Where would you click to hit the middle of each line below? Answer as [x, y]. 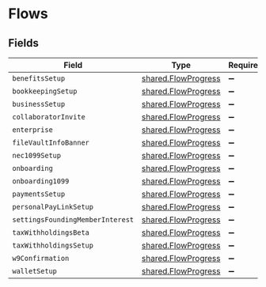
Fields [24, 43]
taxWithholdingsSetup [53, 245]
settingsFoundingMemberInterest [73, 219]
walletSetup [35, 271]
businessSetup [39, 104]
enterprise [32, 130]
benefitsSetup [39, 79]
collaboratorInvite [49, 117]
